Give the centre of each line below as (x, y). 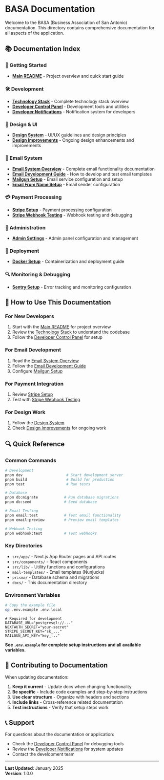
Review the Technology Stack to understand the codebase (71, 332)
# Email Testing (21, 511)
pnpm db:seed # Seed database (51, 502)
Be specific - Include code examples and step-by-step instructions (80, 692)
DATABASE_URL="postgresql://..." (39, 623)
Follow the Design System (38, 423)
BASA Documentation (50, 9)
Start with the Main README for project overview (61, 327)
